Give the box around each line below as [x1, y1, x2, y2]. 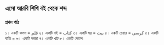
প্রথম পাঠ [5, 19, 20, 26]
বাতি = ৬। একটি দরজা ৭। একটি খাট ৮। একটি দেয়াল [5, 35, 83, 41]
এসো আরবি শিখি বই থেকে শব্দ [5, 4, 66, 13]
